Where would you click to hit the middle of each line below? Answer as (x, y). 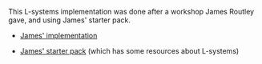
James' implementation (58, 36)
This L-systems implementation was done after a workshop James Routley (131, 12)
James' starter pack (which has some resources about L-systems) (129, 51)
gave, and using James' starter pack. (69, 20)
